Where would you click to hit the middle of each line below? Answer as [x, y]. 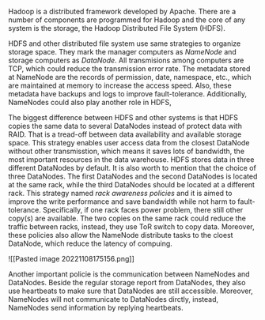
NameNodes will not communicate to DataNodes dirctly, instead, [114, 299]
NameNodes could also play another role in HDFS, [90, 102]
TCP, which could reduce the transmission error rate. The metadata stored [129, 69]
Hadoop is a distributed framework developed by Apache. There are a [122, 11]
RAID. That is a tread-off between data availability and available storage [125, 134]
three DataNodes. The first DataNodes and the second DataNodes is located [133, 176]
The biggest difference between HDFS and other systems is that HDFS [123, 117]
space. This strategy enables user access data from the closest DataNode [129, 143]
